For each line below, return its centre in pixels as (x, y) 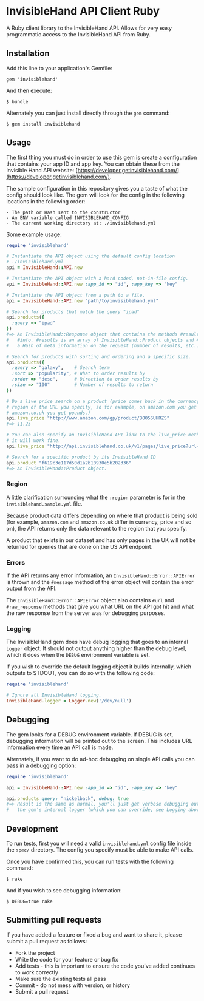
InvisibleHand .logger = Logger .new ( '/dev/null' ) (69, 701)
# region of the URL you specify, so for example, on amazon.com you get (102, 407)
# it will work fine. (34, 441)
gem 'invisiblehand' (32, 79)
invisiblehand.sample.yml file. (44, 504)
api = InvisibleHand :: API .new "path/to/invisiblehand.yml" (83, 301)
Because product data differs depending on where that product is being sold (102, 515)
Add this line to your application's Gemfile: (59, 68)
